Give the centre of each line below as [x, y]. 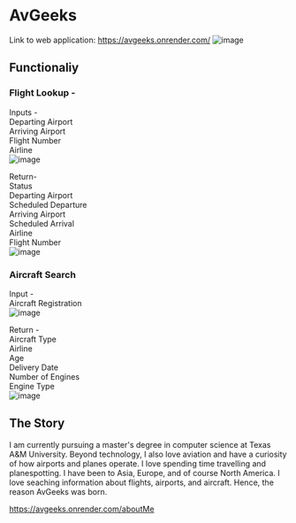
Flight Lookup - [42, 93]
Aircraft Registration [46, 303]
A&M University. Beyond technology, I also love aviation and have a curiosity [148, 454]
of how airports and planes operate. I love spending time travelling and [138, 463]
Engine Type [32, 386]
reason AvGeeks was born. [58, 491]
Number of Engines [45, 376]
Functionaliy [44, 68]
